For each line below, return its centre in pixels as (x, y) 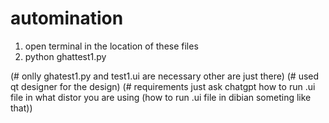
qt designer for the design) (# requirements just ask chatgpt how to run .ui (163, 86)
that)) (21, 108)
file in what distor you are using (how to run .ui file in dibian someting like (161, 97)
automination (67, 18)
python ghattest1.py (65, 56)
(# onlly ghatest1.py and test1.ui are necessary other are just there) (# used (165, 76)
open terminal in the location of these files (111, 46)
